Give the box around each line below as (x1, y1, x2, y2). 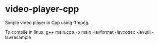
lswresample (5, 34, 31, 40)
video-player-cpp (5, 3, 79, 15)
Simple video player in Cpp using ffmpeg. (5, 20, 90, 25)
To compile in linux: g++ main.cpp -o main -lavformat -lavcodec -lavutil (5, 29, 151, 35)
